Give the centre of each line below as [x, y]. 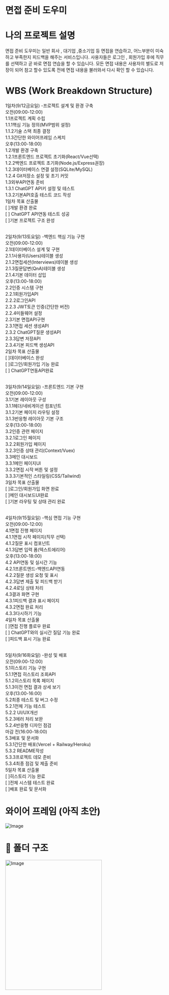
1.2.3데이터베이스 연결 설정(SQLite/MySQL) [49, 169]
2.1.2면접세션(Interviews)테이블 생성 [41, 262]
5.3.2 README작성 [25, 751]
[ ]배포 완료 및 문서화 [26, 789]
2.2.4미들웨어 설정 [24, 313]
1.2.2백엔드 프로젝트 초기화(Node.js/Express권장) [55, 163]
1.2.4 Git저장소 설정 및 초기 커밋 [37, 176]
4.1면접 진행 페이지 [24, 530]
